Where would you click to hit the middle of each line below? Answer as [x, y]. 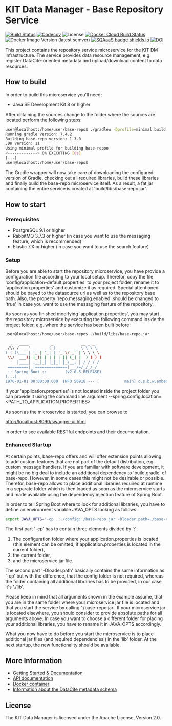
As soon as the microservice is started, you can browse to [67, 412]
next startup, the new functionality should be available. [63, 645]
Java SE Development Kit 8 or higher [51, 104]
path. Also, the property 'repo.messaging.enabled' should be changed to [82, 298]
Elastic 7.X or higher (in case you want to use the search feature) [81, 247]
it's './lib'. [15, 587]
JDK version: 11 [23, 144]
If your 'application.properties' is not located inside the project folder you [82, 391]
